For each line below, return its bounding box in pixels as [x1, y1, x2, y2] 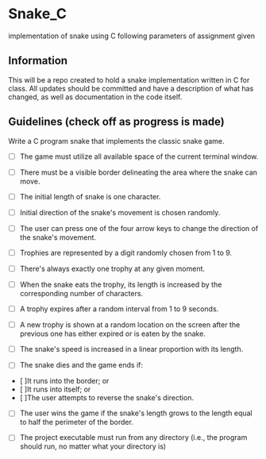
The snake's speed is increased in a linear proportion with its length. [19, 345, 244, 354]
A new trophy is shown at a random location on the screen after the [19, 320, 241, 330]
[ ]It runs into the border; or [19, 376, 110, 386]
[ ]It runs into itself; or [19, 384, 91, 394]
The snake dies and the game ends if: [19, 361, 143, 370]
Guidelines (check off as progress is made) [8, 115, 225, 129]
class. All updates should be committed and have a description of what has [8, 83, 254, 93]
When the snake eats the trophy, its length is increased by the [19, 280, 222, 289]
